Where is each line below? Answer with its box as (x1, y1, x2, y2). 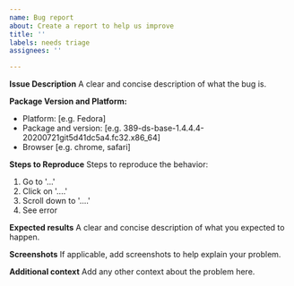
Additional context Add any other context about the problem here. (9, 266, 255, 277)
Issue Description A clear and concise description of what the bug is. (9, 79, 267, 89)
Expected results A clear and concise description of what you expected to (9, 223, 285, 233)
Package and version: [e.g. (22, 122, 122, 134)
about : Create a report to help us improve (9, 21, 175, 30)
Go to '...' (22, 176, 56, 188)
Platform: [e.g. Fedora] (22, 114, 106, 124)
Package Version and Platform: (9, 96, 127, 107)
